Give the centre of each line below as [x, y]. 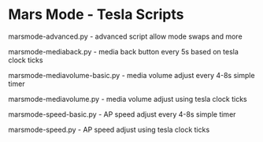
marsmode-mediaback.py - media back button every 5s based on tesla [123, 51]
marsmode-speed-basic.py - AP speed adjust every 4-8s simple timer [122, 114]
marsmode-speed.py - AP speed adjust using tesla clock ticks [109, 129]
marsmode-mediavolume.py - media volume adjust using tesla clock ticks [128, 99]
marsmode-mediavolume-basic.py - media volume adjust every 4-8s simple [131, 75]
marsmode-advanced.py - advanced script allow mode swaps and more [125, 36]
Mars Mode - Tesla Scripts [96, 15]
